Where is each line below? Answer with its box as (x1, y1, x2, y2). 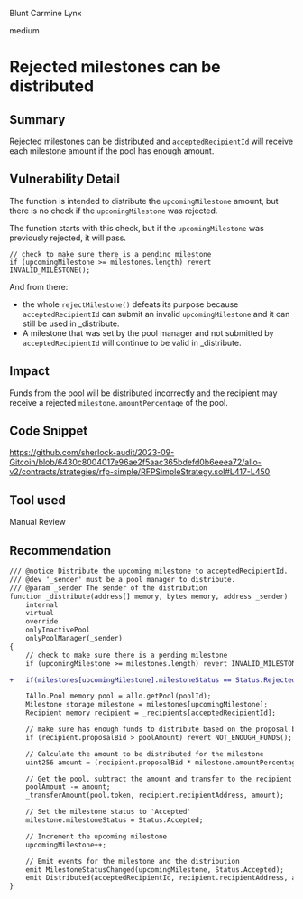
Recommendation (9, 542, 111, 558)
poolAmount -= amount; (25, 782, 111, 791)
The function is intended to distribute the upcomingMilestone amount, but (9, 195, 279, 206)
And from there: (9, 281, 69, 292)
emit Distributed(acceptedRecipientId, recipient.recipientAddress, (25, 874, 289, 883)
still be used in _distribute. (22, 318, 120, 329)
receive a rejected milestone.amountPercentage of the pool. (9, 397, 228, 407)
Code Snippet (9, 424, 88, 439)
